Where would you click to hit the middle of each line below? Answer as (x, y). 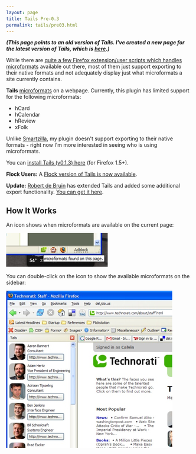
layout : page (22, 12)
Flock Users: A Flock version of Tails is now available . (72, 174)
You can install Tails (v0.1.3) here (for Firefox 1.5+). (67, 163)
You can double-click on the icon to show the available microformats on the (98, 276)
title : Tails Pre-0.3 (33, 19)
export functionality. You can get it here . (55, 192)
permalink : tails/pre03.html (42, 25)
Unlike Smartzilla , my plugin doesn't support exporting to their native (89, 139)
